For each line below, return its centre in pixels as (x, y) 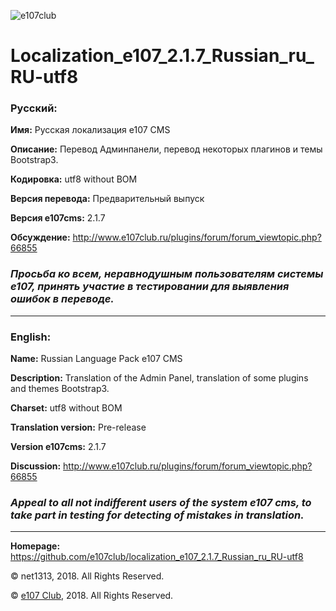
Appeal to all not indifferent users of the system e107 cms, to (161, 502)
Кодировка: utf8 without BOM (74, 179)
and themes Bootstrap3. (60, 389)
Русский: (34, 108)
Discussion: (36, 466)
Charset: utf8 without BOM (66, 408)
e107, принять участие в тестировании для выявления (150, 287)
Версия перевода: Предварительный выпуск (107, 199)
